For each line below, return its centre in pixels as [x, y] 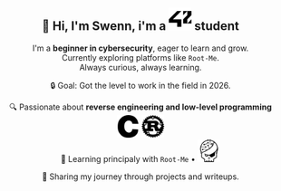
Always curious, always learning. [140, 67]
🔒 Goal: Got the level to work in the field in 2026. [140, 85]
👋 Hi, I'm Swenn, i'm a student [140, 26]
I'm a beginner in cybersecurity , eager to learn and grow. [140, 48]
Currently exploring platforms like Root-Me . [140, 57]
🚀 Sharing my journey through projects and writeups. [140, 177]
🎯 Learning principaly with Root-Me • [128, 158]
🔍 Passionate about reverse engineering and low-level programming [140, 107]
